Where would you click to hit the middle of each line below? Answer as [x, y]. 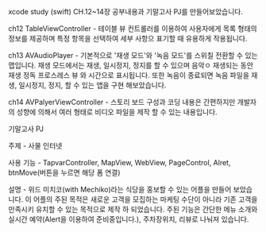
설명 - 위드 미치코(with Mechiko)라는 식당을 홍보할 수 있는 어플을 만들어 [120, 189]
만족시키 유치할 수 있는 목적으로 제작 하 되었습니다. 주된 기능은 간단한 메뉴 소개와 [133, 209]
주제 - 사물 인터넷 [35, 146]
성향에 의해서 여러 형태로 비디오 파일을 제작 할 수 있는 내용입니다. [117, 112]
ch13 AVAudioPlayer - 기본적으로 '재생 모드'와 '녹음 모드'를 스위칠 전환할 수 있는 [133, 55]
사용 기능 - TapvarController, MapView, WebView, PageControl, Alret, [120, 162]
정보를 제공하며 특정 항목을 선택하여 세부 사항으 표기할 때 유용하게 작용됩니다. [128, 39]
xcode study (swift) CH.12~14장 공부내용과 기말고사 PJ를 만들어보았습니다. [126, 12]
